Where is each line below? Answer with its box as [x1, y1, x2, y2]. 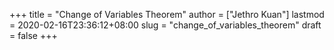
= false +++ [9, 30, 58, 41]
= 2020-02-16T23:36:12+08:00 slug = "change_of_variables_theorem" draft [9, 19, 322, 31]
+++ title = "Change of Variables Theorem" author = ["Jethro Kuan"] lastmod [9, 9, 325, 20]
